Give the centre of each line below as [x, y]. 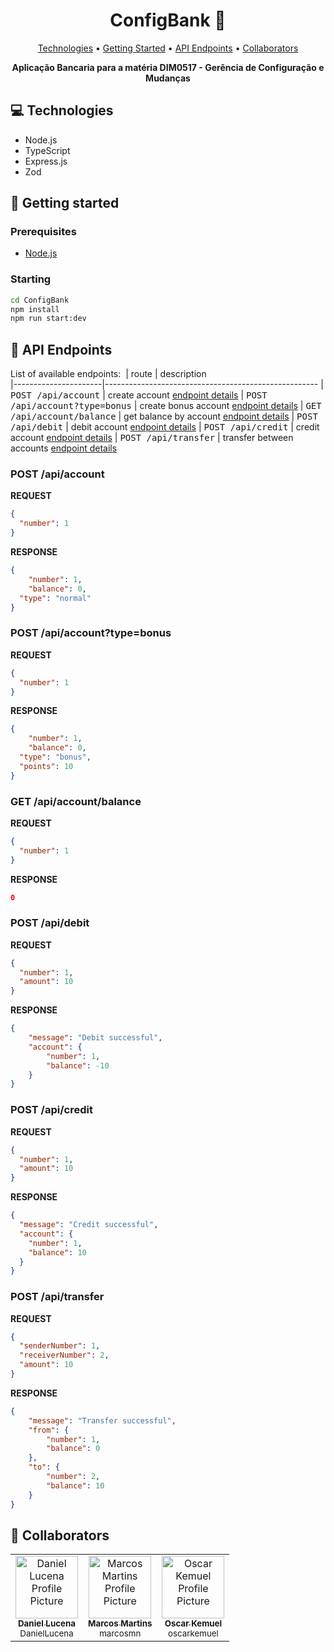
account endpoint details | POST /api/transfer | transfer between [152, 438]
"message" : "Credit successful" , [89, 1225]
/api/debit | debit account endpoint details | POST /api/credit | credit [165, 427]
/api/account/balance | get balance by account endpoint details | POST [164, 416]
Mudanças [168, 78]
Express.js [46, 161]
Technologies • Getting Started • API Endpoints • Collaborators [168, 48]
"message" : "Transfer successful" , [102, 1420]
